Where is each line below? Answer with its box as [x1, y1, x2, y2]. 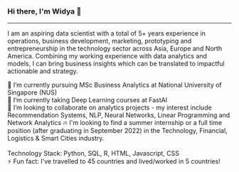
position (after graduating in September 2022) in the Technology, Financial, [7, 127, 228, 135]
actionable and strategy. [7, 67, 78, 75]
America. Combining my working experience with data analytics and [7, 52, 208, 60]
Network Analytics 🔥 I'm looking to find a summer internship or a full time [7, 119, 223, 127]
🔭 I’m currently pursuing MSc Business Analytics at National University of [7, 81, 222, 90]
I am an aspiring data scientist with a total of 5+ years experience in [7, 29, 206, 38]
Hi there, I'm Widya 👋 [7, 6, 82, 16]
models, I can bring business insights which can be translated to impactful [7, 60, 225, 68]
